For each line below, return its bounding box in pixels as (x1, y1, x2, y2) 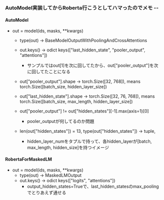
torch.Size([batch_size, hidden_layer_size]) (19, 84, 107, 90)
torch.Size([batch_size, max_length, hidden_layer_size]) (19, 99, 133, 105)
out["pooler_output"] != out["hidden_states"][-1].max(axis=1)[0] (19, 108, 149, 114)
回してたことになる (31, 69, 71, 75)
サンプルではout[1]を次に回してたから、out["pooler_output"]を (27, 63, 154, 69)
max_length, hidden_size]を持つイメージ (27, 145, 110, 151)
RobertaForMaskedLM (5, 156, 52, 162)
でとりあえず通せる (27, 190, 67, 196)
